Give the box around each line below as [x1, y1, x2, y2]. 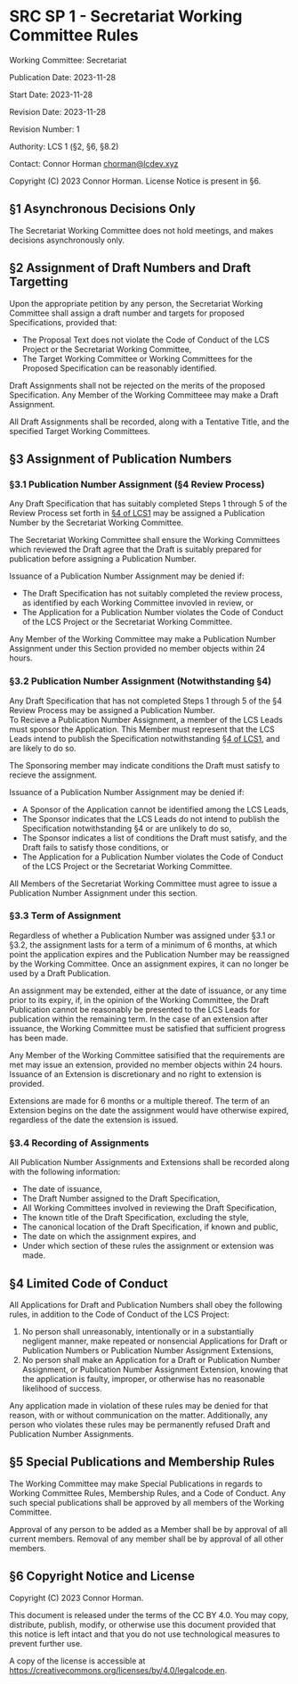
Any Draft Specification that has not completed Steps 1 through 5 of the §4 [9, 695, 283, 706]
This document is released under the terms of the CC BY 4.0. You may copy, [9, 1609, 289, 1620]
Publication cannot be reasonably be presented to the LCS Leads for [9, 1004, 261, 1015]
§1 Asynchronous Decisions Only [9, 201, 196, 217]
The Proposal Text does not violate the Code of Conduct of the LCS [21, 334, 270, 345]
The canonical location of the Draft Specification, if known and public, [21, 1221, 278, 1232]
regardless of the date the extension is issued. [9, 1114, 179, 1125]
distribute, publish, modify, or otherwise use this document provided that [9, 1619, 277, 1630]
